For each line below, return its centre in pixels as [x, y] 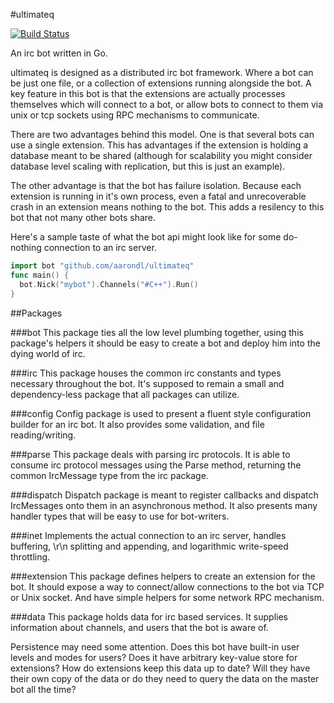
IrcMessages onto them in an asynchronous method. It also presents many [164, 505]
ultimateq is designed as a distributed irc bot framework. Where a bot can [162, 72]
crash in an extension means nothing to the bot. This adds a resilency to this [167, 207]
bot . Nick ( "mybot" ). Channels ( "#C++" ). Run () [109, 284]
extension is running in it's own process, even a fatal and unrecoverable [158, 196]
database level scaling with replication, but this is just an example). [148, 166]
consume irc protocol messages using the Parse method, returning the [156, 465]
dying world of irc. [48, 353]
